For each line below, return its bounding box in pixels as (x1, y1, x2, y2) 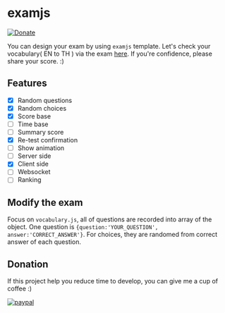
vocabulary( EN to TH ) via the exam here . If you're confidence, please (7, 49, 213, 58)
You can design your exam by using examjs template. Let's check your (7, 42, 211, 50)
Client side (17, 160, 49, 168)
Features (7, 78, 47, 90)
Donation (7, 258, 49, 270)
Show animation (17, 144, 65, 152)
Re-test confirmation (17, 136, 78, 145)
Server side (17, 152, 51, 160)
